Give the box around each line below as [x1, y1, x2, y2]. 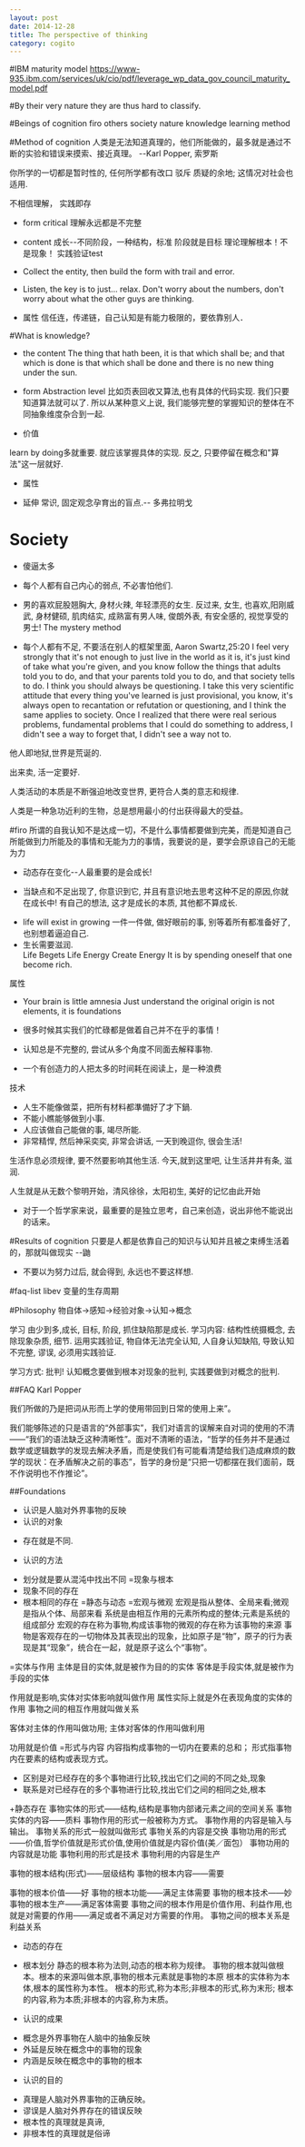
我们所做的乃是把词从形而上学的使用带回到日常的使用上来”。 [9, 1403, 236, 1414]
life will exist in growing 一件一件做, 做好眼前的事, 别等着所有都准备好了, [22, 916, 290, 927]
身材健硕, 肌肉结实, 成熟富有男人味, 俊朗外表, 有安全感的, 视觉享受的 [34, 610, 289, 622]
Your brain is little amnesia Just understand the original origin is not [22, 996, 275, 1007]
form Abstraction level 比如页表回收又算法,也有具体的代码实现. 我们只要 [22, 386, 290, 397]
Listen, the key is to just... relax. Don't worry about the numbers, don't [22, 283, 284, 295]
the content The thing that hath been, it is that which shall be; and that [22, 348, 285, 359]
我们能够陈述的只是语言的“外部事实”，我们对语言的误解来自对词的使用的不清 [9, 1422, 295, 1433]
